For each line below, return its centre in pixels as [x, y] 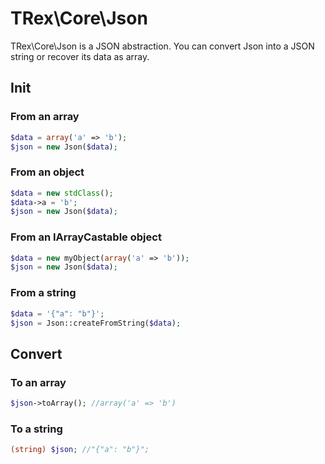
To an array [38, 382]
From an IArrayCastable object [86, 237]
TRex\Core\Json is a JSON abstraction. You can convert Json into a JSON [162, 46]
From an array [45, 117]
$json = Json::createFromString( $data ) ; [96, 323]
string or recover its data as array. [80, 56]
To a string [36, 429]
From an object [47, 172]
